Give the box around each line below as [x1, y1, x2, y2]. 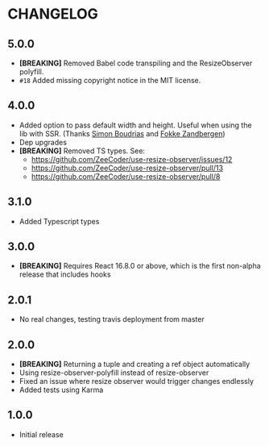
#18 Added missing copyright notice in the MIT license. [19, 76, 201, 85]
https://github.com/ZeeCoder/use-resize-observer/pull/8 [31, 171, 221, 181]
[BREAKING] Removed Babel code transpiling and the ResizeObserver [19, 58, 253, 68]
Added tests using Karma [19, 385, 104, 395]
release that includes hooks [19, 269, 111, 279]
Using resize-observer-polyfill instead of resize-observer [19, 368, 209, 377]
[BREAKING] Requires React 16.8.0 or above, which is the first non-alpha [19, 261, 261, 271]
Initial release [19, 429, 64, 440]
